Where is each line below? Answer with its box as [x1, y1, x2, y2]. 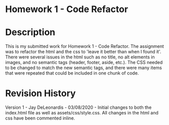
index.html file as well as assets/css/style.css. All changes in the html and [5, 110, 159, 116]
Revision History [5, 88, 76, 99]
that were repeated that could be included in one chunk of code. [5, 70, 139, 76]
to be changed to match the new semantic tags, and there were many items [5, 65, 162, 71]
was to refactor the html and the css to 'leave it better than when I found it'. [5, 49, 161, 55]
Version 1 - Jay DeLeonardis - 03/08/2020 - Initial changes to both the [5, 104, 152, 110]
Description [5, 27, 55, 38]
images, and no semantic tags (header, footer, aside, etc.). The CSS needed [5, 59, 163, 66]
